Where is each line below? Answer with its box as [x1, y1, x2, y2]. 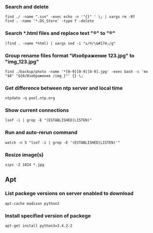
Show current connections [5, 107, 69, 114]
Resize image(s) [5, 151, 44, 158]
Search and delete [5, 3, 49, 10]
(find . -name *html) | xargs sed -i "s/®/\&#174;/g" [5, 41, 116, 46]
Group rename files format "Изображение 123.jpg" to [5, 52, 135, 59]
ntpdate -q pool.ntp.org [5, 96, 55, 100]
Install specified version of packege [5, 212, 91, 219]
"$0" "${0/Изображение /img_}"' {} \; [5, 73, 83, 78]
